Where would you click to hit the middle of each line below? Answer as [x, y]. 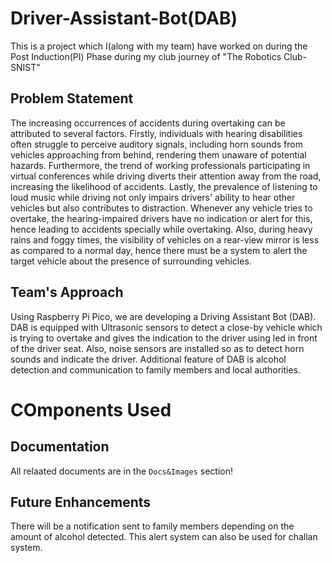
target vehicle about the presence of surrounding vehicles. [131, 261]
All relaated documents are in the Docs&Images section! [121, 471]
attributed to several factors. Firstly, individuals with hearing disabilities [156, 133]
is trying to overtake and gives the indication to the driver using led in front [164, 338]
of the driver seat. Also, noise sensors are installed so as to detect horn [157, 348]
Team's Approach [67, 292]
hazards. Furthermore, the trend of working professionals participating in [160, 165]
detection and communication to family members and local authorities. [156, 369]
